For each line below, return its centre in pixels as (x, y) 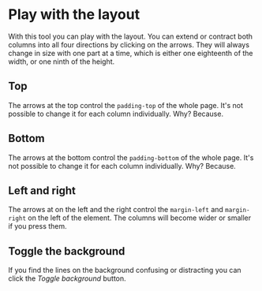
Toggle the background (67, 251)
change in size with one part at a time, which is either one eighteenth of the (131, 53)
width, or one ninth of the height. (62, 62)
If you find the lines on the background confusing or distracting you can (125, 270)
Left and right (42, 190)
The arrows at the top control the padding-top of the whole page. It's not (125, 105)
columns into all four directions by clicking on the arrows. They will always (129, 44)
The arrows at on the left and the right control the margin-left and (116, 210)
